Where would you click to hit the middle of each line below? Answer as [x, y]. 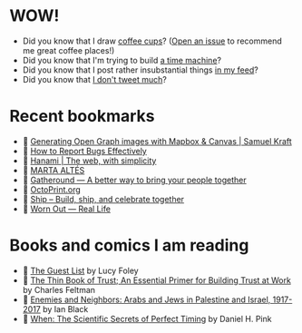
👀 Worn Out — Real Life [67, 209]
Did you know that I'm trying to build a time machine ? [122, 60]
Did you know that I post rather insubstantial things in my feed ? [140, 70]
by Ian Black [65, 309]
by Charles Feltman [59, 289]
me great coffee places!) [68, 50]
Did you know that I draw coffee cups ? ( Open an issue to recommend [152, 41]
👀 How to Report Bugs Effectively [84, 151]
